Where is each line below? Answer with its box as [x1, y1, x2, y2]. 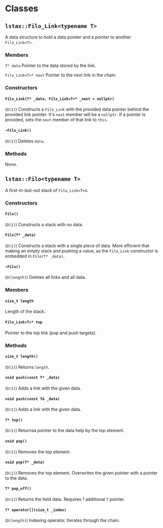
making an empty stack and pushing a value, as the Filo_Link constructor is [5, 248, 159, 254]
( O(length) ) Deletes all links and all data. [5, 275, 86, 280]
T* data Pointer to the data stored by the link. [5, 63, 96, 69]
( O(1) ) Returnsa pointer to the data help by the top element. [5, 428, 124, 434]
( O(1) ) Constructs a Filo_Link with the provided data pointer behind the [5, 106, 149, 113]
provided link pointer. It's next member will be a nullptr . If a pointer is [5, 112, 145, 117]
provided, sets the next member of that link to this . [5, 117, 108, 123]
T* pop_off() [5, 486, 32, 491]
